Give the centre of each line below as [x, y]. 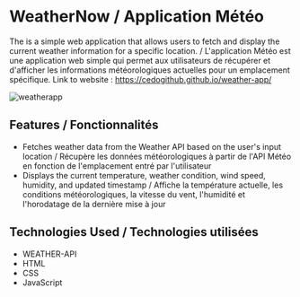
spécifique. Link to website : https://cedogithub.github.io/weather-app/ [141, 79]
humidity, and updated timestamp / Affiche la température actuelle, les [153, 185]
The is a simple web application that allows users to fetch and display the [145, 41]
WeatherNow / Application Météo [137, 17]
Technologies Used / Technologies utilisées [134, 232]
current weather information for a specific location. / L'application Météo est [150, 50]
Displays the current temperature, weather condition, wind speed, [144, 175]
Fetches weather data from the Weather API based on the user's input [151, 146]
